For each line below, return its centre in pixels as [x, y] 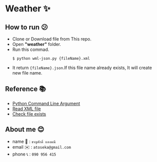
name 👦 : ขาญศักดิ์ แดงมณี [34, 141]
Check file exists [29, 114]
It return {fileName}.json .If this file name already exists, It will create [82, 68]
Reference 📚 [25, 89]
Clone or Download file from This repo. [52, 39]
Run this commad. [31, 49]
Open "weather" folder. [37, 44]
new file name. [27, 73]
